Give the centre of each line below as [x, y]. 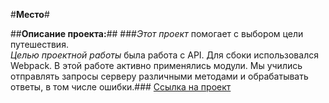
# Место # [30, 14]
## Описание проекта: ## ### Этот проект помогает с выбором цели [157, 33]
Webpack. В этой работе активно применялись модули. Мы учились [156, 65]
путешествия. [39, 44]
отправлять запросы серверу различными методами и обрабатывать [159, 76]
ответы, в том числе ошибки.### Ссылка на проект [121, 87]
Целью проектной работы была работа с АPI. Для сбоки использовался [164, 55]
